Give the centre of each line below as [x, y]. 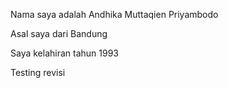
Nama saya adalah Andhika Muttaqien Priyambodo [114, 14]
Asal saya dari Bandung [59, 33]
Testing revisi [38, 72]
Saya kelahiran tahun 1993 [65, 53]
